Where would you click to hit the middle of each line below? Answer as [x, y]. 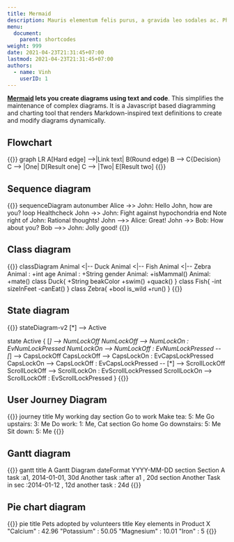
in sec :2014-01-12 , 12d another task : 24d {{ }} [74, 485]
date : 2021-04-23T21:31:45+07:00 [56, 53]
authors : [20, 66]
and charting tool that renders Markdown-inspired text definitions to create [115, 113]
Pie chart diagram [47, 507]
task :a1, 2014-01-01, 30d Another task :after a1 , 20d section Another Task [114, 478]
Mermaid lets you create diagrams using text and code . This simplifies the [116, 98]
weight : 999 [24, 46]
